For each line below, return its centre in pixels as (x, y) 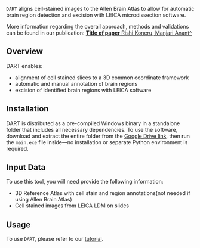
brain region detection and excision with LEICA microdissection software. (96, 15)
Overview (25, 52)
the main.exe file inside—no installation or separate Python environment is (97, 142)
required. (17, 148)
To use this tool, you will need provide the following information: (85, 182)
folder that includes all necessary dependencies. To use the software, (92, 129)
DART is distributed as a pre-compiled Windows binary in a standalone (93, 123)
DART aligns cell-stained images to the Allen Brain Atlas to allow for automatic (100, 9)
